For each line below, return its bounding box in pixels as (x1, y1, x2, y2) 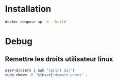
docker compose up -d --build (5, 19, 67, 24)
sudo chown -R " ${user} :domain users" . (5, 72, 88, 77)
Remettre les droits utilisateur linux (5, 55, 113, 64)
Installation (5, 3, 51, 15)
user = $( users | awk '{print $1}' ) (5, 68, 75, 73)
